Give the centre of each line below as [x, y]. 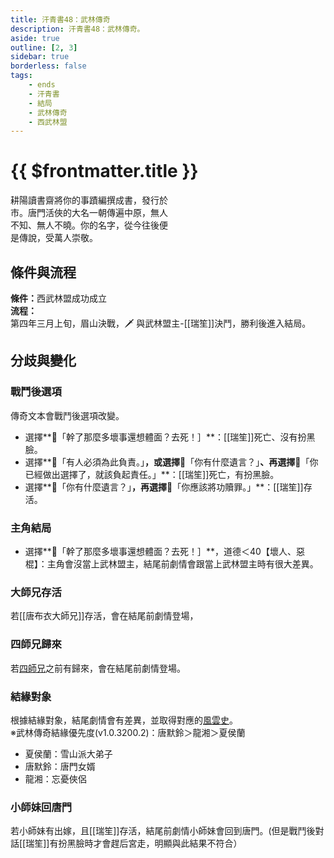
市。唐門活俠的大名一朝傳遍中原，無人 [89, 213]
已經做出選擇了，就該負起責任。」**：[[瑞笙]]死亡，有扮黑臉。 [152, 474]
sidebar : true [40, 57]
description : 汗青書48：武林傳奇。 [77, 29]
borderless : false [48, 66]
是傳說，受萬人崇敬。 [54, 238]
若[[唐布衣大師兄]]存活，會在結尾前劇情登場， [104, 616]
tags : [21, 76]
